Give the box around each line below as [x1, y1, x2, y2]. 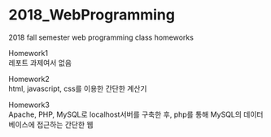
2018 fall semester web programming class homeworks [8, 32, 194, 42]
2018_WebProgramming [8, 6, 175, 24]
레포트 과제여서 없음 [8, 58, 72, 67]
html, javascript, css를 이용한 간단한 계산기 [8, 83, 147, 93]
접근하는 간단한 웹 [36, 119, 94, 129]
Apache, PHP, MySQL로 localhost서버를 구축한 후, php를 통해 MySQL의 [8, 109, 243, 119]
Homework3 [8, 100, 50, 109]
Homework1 [8, 48, 49, 58]
